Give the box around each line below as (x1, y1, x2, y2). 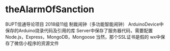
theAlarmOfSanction (5, 4, 95, 15)
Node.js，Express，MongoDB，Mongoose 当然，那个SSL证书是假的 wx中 (5, 34, 161, 40)
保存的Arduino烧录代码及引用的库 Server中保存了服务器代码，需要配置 (5, 27, 153, 34)
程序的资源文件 (27, 40, 59, 46)
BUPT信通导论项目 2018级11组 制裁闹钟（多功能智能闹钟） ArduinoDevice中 (5, 21, 164, 27)
